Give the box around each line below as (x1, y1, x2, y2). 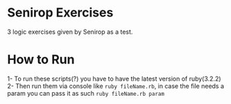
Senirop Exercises (7, 5, 114, 21)
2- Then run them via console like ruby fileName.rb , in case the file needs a (7, 81, 224, 90)
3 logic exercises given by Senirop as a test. (7, 28, 133, 36)
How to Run (7, 52, 75, 67)
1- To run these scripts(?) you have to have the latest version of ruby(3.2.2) (7, 74, 221, 83)
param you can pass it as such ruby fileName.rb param (7, 89, 165, 97)
